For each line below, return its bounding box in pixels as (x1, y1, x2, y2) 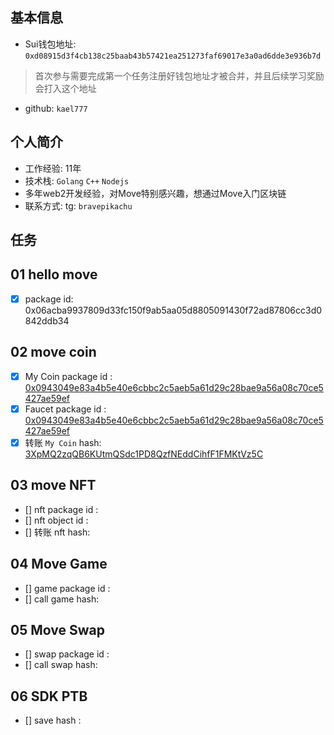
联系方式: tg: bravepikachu (24, 199, 133, 212)
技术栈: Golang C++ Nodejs (24, 174, 130, 187)
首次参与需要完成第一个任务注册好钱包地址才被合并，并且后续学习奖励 (34, 69, 325, 82)
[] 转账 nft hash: (24, 526, 91, 538)
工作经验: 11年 (24, 162, 82, 174)
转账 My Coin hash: (24, 436, 102, 448)
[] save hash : (24, 714, 82, 727)
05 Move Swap (10, 621, 105, 638)
